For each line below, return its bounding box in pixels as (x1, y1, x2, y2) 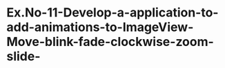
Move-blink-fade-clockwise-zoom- (6, 34, 215, 49)
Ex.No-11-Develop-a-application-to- (6, 5, 219, 21)
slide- (6, 49, 41, 65)
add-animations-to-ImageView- (6, 19, 194, 35)
